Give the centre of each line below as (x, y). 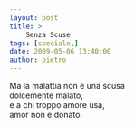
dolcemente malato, (47, 95)
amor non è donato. (46, 115)
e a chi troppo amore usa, (57, 105)
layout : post (34, 18)
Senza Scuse (48, 34)
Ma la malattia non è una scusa (67, 86)
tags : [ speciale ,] (44, 43)
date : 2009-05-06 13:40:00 (60, 52)
